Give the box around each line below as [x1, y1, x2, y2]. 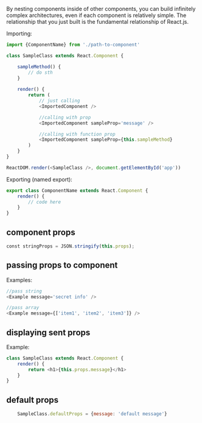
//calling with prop [38, 114, 91, 121]
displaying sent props [6, 327, 91, 338]
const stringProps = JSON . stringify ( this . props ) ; [6, 243, 135, 249]
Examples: [6, 276, 32, 283]
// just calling [38, 98, 80, 104]
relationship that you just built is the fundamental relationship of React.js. [6, 18, 189, 25]
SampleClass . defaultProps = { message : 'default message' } [17, 411, 167, 417]
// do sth [28, 69, 53, 76]
